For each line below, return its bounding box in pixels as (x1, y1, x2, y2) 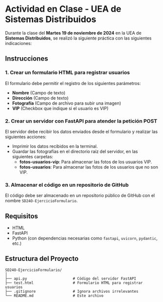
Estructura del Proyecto (5, 255, 79, 263)
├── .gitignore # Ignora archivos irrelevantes (5, 289, 139, 294)
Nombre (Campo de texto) (12, 89, 66, 96)
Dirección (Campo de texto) (12, 95, 69, 101)
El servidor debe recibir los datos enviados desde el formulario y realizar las (5, 129, 158, 134)
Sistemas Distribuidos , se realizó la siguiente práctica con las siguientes (5, 35, 152, 41)
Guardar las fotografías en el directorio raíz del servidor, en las (12, 148, 138, 154)
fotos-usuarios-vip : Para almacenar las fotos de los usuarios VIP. (19, 159, 152, 165)
